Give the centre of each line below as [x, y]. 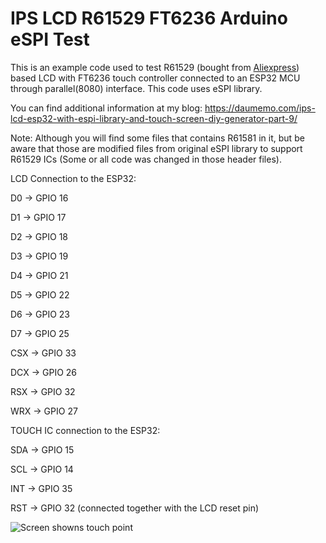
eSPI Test [50, 39]
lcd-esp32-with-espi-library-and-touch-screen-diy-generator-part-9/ [154, 118]
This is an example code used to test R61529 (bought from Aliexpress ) [155, 67]
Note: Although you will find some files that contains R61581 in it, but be [157, 138]
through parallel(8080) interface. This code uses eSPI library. [136, 88]
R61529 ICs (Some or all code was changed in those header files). [146, 159]
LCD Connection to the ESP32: [73, 178]
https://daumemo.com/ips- [260, 108]
